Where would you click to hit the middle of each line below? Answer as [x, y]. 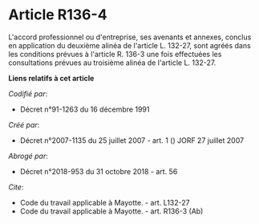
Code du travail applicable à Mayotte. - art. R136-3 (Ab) [111, 211]
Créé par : [24, 124]
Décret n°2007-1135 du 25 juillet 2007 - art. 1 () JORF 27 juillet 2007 [132, 140]
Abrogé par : [28, 156]
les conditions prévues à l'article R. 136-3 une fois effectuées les [115, 54]
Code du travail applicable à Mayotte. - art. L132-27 [105, 202]
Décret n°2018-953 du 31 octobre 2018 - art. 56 [99, 171]
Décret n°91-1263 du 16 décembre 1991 [85, 109]
